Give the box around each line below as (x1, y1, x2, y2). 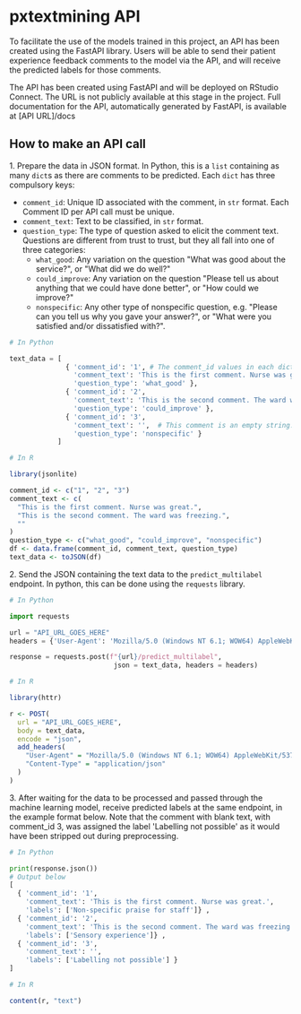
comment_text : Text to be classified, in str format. (21, 215, 204, 226)
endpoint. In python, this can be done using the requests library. (9, 578, 246, 589)
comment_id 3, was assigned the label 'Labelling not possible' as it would (9, 820, 280, 831)
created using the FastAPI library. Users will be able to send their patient (9, 45, 276, 56)
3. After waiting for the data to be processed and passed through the (9, 792, 263, 803)
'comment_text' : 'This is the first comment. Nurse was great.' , (25, 897, 275, 906)
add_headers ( (17, 742, 66, 752)
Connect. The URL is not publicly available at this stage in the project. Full (9, 91, 281, 102)
